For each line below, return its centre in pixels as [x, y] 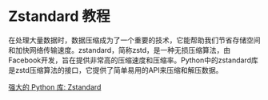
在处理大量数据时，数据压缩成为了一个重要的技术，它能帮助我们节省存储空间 [134, 40]
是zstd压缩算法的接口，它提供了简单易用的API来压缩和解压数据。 [116, 70]
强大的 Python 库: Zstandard [55, 87]
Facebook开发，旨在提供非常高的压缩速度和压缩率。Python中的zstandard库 [133, 60]
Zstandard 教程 [59, 16]
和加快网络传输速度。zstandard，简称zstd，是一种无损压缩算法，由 [120, 50]
